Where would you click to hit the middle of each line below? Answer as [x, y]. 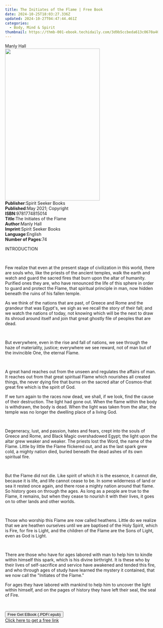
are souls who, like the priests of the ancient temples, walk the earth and [78, 273]
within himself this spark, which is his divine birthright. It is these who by [78, 560]
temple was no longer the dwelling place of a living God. [61, 412]
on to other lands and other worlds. [40, 501]
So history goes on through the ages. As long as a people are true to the [77, 491]
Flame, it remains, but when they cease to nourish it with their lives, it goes [80, 496]
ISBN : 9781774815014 [26, 214]
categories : [17, 23]
